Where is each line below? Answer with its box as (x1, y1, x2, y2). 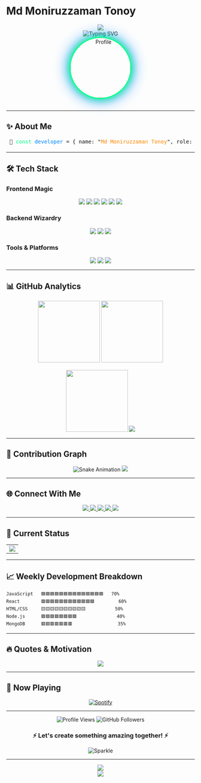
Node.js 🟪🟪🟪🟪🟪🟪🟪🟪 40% (6, 613, 126, 619)
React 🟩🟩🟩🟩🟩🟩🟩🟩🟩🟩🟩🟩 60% (6, 598, 127, 604)
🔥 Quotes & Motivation (6, 644, 92, 654)
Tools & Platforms (6, 243, 59, 252)
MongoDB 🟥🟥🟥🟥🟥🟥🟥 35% (6, 621, 126, 627)
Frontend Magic (6, 185, 53, 193)
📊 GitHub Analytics (6, 282, 81, 292)
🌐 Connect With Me (6, 489, 81, 499)
